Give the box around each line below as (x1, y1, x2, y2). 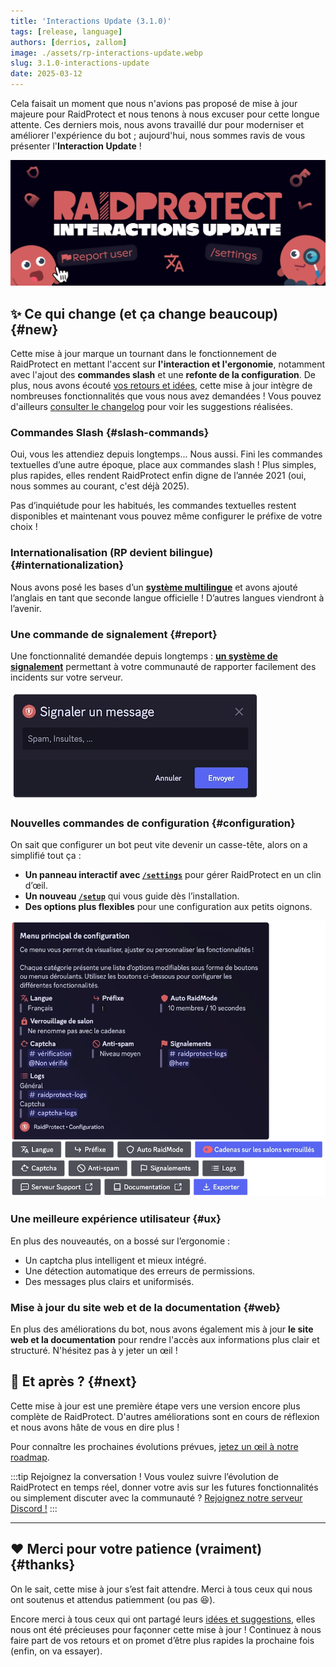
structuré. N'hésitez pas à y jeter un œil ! (10, 1344, 178, 1356)
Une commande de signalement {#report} (10, 627, 218, 641)
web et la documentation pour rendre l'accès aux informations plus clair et (10, 1333, 320, 1345)
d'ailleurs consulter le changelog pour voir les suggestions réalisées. (10, 401, 293, 413)
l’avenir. (10, 602, 42, 614)
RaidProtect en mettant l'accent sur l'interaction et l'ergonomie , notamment (10, 358, 326, 370)
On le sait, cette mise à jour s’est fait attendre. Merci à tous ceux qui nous (10, 1583, 313, 1595)
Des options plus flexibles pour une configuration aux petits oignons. (24, 901, 313, 913)
